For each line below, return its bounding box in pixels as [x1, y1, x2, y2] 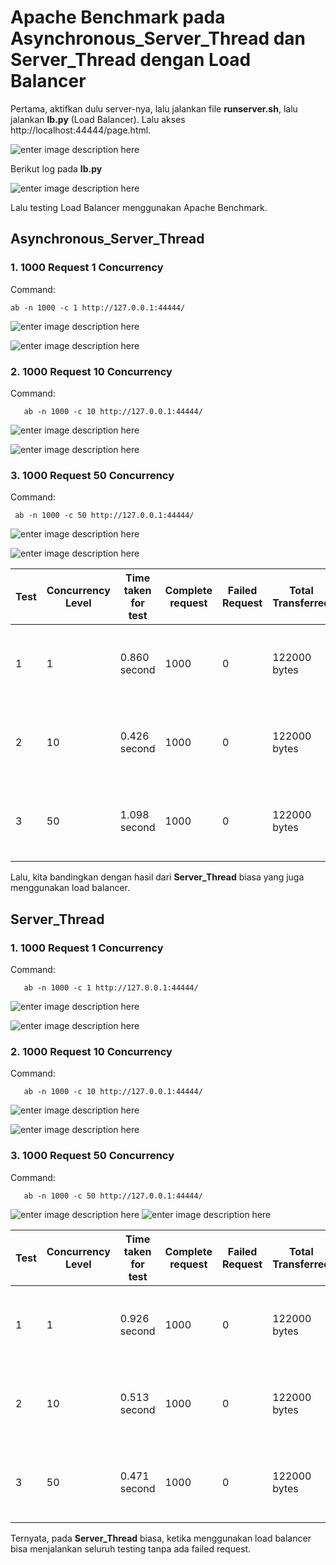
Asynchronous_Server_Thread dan [10, 27, 307, 50]
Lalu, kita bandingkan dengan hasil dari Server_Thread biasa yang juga [10, 871, 305, 883]
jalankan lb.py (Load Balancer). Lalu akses [10, 113, 186, 125]
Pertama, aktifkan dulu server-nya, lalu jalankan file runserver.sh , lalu [10, 102, 298, 115]
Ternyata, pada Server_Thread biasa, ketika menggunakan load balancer [10, 1532, 312, 1544]
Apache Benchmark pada [10, 6, 226, 29]
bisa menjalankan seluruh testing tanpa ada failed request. [10, 1542, 252, 1555]
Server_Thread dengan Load [10, 49, 252, 71]
